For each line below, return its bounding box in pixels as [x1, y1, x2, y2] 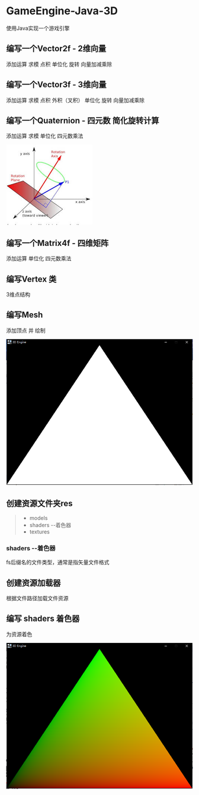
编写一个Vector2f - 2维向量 [6, 43, 107, 54]
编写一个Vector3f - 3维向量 [6, 80, 107, 90]
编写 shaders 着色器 [6, 614, 80, 624]
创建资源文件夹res [6, 498, 73, 509]
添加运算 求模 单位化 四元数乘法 [6, 132, 84, 140]
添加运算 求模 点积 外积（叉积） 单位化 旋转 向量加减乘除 [6, 96, 145, 103]
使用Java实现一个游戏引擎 [6, 24, 70, 31]
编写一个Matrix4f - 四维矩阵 [6, 238, 109, 248]
